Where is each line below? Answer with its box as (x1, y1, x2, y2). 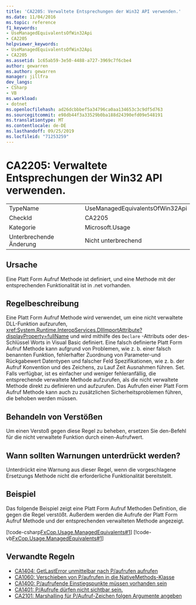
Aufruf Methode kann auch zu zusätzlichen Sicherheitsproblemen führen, (6, 389, 183, 396)
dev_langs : (6, 80, 33, 85)
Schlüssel (6, 339, 30, 346)
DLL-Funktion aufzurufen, (6, 320, 68, 328)
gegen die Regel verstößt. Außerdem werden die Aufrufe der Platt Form (6, 511, 178, 518)
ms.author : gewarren (6, 68, 57, 74)
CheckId (9, 214, 32, 222)
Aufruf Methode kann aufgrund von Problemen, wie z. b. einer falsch (6, 345, 171, 352)
